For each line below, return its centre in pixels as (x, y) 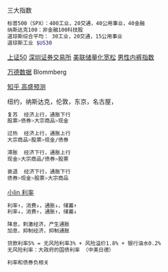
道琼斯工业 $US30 (30, 43)
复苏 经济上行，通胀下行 (39, 114)
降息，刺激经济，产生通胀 (38, 225)
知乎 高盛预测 (26, 86)
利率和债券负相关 (28, 262)
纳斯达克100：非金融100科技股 (45, 30)
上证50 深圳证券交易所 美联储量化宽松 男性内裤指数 (81, 57)
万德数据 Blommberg (37, 72)
